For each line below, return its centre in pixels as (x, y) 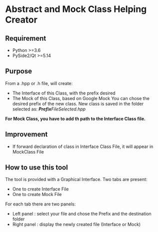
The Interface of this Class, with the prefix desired (64, 93)
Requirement (26, 38)
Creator (21, 20)
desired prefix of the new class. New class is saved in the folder (78, 103)
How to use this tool (37, 168)
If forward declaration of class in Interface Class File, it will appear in (83, 146)
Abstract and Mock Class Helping (76, 9)
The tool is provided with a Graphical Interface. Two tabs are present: (76, 179)
